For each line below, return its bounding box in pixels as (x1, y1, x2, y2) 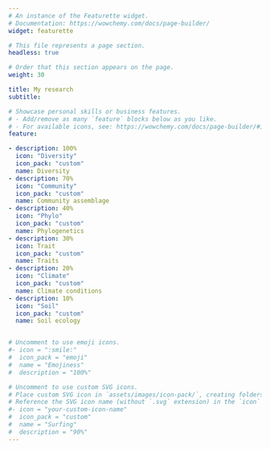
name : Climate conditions (15, 287, 103, 295)
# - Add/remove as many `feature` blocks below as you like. (8, 114, 218, 123)
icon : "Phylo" (15, 212, 63, 220)
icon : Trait (15, 242, 56, 250)
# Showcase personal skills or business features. (8, 107, 182, 115)
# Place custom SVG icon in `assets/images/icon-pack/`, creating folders (8, 390, 264, 399)
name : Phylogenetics (15, 227, 84, 235)
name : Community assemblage (15, 197, 110, 206)
